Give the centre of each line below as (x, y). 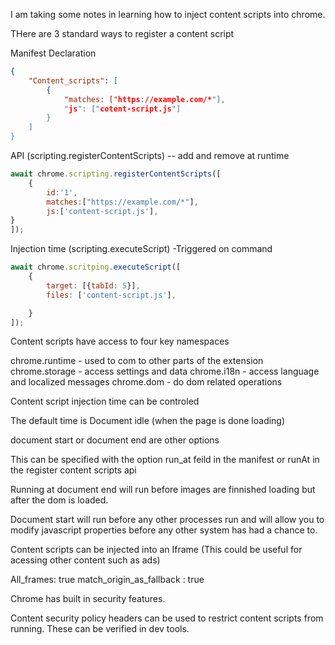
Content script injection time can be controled (105, 401)
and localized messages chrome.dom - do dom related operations (146, 382)
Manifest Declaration (53, 53)
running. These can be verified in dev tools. (100, 629)
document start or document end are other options (115, 440)
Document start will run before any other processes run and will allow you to (167, 520)
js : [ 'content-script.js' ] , (102, 211)
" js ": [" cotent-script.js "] (122, 109)
